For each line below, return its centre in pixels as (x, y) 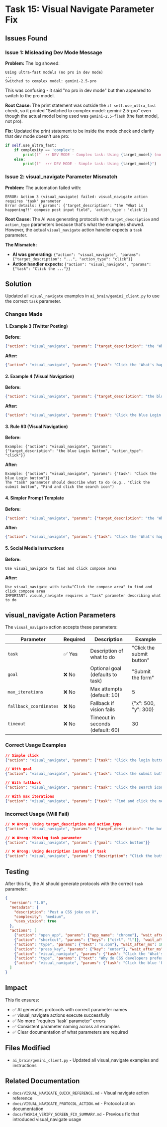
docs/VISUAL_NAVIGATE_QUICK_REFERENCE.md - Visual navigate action (81, 1093)
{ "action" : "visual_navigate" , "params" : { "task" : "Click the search (79, 788)
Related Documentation (42, 1081)
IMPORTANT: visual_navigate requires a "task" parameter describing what (83, 595)
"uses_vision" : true (35, 921)
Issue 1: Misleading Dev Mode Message (54, 52)
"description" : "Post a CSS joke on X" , (56, 912)
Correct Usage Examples (36, 745)
